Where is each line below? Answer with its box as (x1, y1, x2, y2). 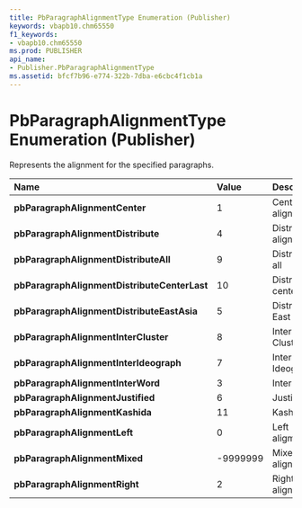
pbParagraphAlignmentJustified (13, 391, 155, 404)
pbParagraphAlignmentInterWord (13, 377, 160, 389)
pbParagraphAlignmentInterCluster (13, 330, 169, 343)
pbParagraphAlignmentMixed (13, 451, 144, 464)
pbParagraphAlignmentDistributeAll (13, 253, 171, 265)
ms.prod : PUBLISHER (9, 47, 83, 56)
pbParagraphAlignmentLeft (13, 426, 133, 439)
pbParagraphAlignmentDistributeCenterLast (13, 279, 209, 291)
